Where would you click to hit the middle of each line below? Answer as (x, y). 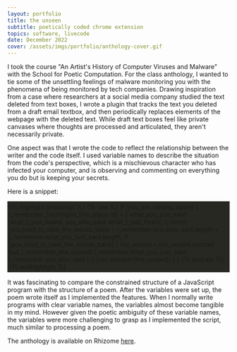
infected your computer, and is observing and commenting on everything (114, 170)
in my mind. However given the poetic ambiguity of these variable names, (114, 312)
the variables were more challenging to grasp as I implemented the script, (114, 320)
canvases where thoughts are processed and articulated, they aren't (107, 127)
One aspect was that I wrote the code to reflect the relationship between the (118, 148)
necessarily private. (36, 134)
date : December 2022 (38, 40)
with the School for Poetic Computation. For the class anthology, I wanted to (118, 74)
